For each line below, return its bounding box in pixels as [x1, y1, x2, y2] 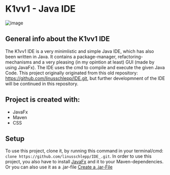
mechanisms [5, 59, 32, 65]
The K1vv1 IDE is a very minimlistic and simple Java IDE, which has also [5, 48, 154, 54]
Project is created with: [5, 95, 80, 104]
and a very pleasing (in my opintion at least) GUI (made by [32, 59, 155, 65]
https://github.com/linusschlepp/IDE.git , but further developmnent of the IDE [5, 75, 165, 81]
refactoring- [117, 53, 143, 60]
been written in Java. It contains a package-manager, [5, 53, 117, 60]
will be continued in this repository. [5, 80, 79, 86]
